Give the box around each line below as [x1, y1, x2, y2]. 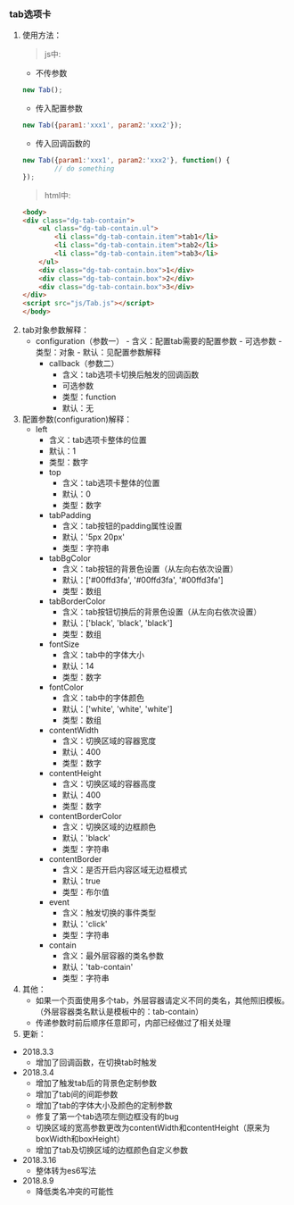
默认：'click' [61, 918, 109, 930]
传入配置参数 [35, 103, 83, 113]
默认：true [61, 875, 101, 886]
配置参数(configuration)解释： [21, 414, 132, 425]
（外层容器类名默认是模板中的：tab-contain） [35, 1007, 203, 1017]
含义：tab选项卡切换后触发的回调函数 [61, 369, 200, 381]
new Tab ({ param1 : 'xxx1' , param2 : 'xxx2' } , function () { [21, 156, 231, 165]
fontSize [48, 639, 80, 649]
